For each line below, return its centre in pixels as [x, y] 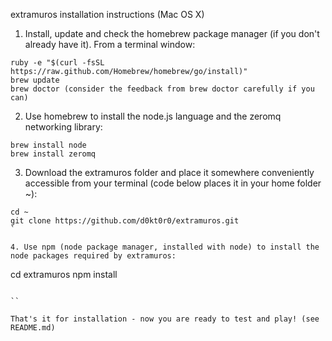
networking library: [63, 127]
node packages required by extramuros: [93, 256]
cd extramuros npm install [64, 274]
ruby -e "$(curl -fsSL [57, 63]
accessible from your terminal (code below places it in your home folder [173, 183]
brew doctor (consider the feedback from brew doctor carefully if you [162, 89]
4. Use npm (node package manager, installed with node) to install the [165, 247]
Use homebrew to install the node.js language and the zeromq [153, 116]
